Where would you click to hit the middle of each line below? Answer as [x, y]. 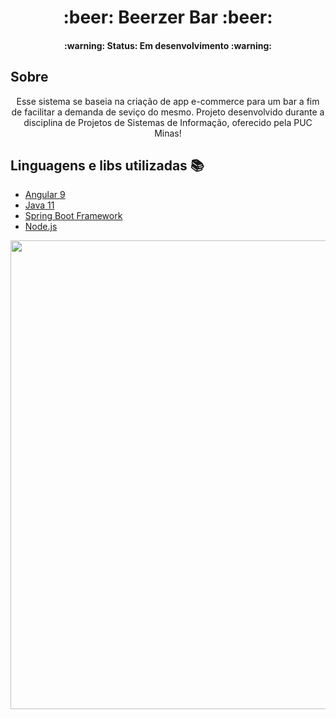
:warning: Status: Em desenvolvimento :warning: [168, 45]
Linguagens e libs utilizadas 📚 [107, 165]
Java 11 [39, 205]
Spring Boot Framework [73, 216]
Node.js [41, 227]
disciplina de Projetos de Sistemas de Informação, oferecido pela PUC [168, 122]
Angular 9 [45, 195]
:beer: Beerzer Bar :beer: [168, 17]
